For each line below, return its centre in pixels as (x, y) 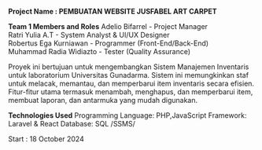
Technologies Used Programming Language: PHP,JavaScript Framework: (127, 115)
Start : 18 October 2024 (46, 139)
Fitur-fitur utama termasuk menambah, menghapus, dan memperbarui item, (131, 92)
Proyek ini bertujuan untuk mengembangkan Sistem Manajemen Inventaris (129, 67)
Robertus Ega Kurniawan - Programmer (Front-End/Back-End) (109, 43)
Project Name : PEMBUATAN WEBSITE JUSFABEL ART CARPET (113, 11)
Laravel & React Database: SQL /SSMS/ (72, 124)
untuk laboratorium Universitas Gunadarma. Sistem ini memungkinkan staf (129, 75)
